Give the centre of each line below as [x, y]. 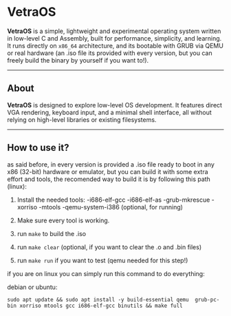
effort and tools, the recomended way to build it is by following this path [109, 179]
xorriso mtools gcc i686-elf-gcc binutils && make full [101, 306]
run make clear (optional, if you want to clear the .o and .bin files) [109, 247]
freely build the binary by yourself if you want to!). [78, 60]
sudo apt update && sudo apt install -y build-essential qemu [98, 299]
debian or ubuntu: [32, 287]
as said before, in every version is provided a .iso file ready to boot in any [111, 164]
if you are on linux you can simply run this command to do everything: [106, 273]
